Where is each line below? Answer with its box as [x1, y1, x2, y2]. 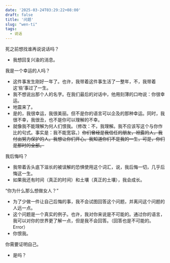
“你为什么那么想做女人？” [5, 187, 59, 194]
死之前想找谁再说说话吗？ [5, 46, 59, 52]
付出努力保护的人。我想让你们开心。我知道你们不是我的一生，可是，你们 [12, 136, 165, 142]
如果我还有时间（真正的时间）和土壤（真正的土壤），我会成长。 [12, 177, 145, 183]
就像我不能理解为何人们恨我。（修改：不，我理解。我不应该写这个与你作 [12, 123, 163, 129]
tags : [5, 27, 17, 32]
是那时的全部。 [12, 142, 44, 148]
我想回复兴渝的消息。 [12, 57, 58, 63]
